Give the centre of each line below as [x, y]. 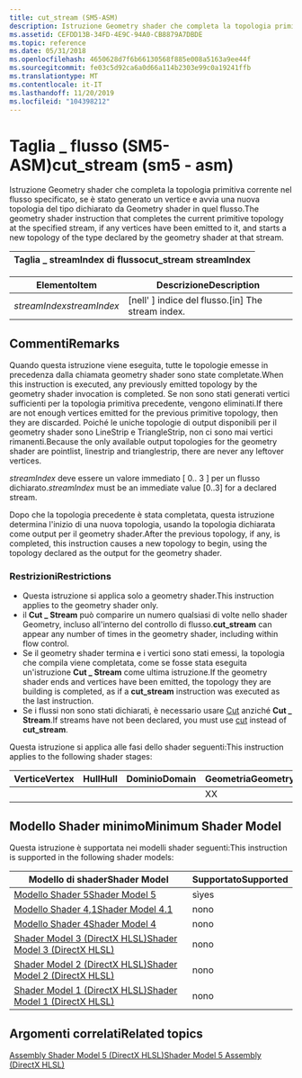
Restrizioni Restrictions [61, 577]
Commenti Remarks [64, 343]
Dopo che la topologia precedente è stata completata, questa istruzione [142, 515]
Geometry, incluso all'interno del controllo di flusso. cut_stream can [147, 624]
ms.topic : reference [48, 43]
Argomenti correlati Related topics [107, 1033]
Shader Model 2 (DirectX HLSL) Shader [96, 965]
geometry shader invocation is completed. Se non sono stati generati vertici [150, 394]
